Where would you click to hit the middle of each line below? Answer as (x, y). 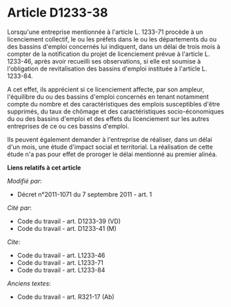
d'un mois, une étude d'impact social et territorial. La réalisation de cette (110, 147)
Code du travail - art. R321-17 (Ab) (66, 297)
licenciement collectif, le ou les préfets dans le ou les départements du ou (112, 39)
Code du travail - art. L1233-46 (61, 255)
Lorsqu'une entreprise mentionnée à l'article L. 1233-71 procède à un (105, 32)
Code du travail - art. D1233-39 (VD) (69, 221)
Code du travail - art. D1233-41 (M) (67, 228)
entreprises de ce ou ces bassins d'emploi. (68, 126)
